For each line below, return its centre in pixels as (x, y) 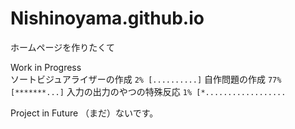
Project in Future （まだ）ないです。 (84, 113)
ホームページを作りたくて (62, 47)
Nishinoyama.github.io (107, 18)
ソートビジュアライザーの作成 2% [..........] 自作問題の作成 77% (146, 79)
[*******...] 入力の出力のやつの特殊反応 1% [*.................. (148, 91)
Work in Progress (46, 67)
